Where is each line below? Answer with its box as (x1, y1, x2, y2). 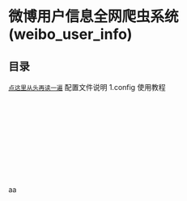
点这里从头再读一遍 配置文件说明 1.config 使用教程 (8, 83, 166, 92)
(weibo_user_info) (8, 25, 133, 44)
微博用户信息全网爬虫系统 (8, 7, 180, 26)
